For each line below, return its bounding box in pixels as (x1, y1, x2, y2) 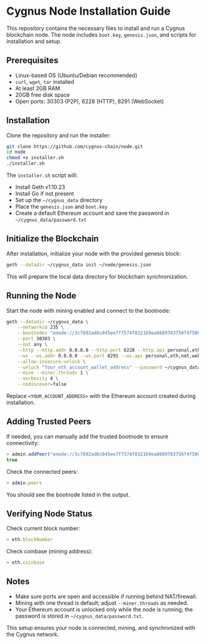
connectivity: (6, 439, 40, 446)
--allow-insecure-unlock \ (17, 358, 86, 365)
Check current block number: (6, 525, 81, 532)
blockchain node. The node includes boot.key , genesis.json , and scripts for (6, 31, 196, 38)
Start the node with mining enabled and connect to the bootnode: (6, 307, 171, 314)
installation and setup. (6, 37, 62, 45)
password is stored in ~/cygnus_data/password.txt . (15, 612, 143, 620)
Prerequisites (6, 55, 59, 66)
